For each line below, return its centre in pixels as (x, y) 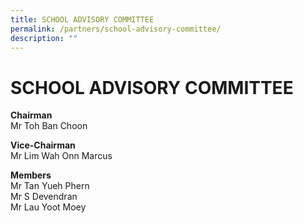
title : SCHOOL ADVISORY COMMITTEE (82, 19)
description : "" (44, 38)
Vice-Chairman (43, 145)
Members (31, 175)
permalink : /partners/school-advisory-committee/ (116, 29)
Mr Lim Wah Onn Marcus (61, 156)
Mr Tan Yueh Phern (50, 186)
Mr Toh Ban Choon (49, 126)
